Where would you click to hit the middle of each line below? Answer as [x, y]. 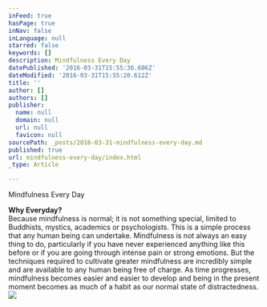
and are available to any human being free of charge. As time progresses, [129, 270]
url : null [32, 127]
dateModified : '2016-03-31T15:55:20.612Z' [80, 75]
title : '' [25, 83]
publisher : [26, 105]
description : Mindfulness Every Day [69, 61]
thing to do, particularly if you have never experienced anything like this [127, 244]
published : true [35, 150]
